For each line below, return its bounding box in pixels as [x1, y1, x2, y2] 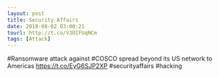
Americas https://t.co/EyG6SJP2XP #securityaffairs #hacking [7, 62, 182, 70]
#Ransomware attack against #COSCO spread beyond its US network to [7, 54, 213, 63]
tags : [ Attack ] [7, 36, 51, 43]
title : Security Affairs [7, 16, 79, 23]
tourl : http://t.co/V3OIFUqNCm [7, 29, 97, 36]
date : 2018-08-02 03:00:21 [7, 23, 85, 30]
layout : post [7, 10, 45, 17]
